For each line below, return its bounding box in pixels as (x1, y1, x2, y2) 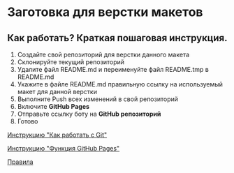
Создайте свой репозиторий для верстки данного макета (17, 50, 190, 59)
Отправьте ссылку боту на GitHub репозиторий (17, 110, 161, 118)
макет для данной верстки (17, 88, 98, 96)
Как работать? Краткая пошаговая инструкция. (7, 32, 228, 44)
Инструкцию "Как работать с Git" (7, 130, 107, 139)
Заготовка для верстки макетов (7, 4, 203, 20)
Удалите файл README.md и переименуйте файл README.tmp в (17, 66, 210, 73)
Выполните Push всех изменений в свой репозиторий (17, 95, 179, 103)
